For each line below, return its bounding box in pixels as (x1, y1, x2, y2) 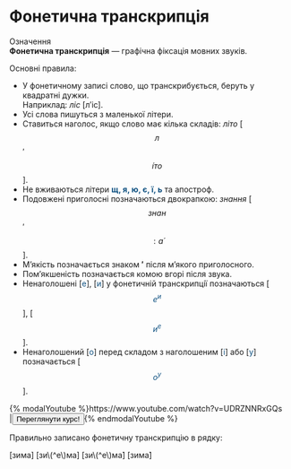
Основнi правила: (9, 63, 77, 74)
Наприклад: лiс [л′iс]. (21, 99, 104, 109)
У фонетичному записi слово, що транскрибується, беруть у (21, 80, 255, 91)
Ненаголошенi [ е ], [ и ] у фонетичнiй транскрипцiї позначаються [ (21, 278, 270, 289)
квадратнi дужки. (21, 90, 90, 100)
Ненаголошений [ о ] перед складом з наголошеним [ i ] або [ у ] (21, 347, 257, 358)
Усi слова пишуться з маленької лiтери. (21, 109, 174, 119)
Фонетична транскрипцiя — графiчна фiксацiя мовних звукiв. (9, 45, 248, 56)
